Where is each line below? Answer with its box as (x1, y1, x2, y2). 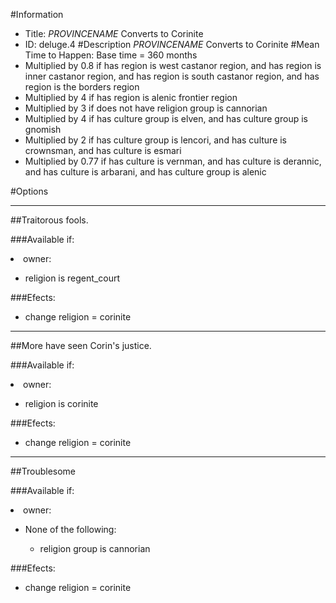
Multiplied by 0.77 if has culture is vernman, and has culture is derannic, (24, 155, 322, 167)
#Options (10, 185, 49, 197)
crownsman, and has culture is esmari (24, 145, 182, 156)
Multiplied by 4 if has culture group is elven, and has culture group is (24, 113, 308, 124)
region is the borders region (24, 81, 140, 93)
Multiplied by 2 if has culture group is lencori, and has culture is (24, 134, 288, 146)
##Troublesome (10, 465, 77, 477)
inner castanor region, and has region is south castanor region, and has (24, 70, 320, 82)
